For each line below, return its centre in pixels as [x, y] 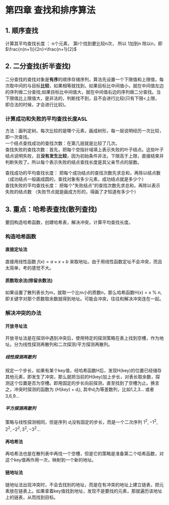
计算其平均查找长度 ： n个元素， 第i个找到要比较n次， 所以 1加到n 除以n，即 [84, 44]
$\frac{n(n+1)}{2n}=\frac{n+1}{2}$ [41, 49]
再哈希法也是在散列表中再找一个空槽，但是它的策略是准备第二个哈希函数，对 [84, 454]
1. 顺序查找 [22, 30]
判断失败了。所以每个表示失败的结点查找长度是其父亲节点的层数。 [73, 162]
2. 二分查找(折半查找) [38, 66]
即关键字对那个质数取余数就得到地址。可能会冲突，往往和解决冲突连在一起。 [84, 299]
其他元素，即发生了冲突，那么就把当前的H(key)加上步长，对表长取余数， [80, 377]
